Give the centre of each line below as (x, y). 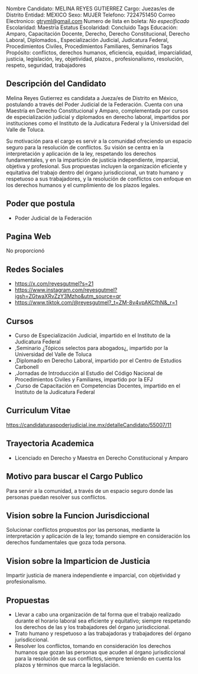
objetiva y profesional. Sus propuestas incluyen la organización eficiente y (97, 166)
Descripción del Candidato (56, 84)
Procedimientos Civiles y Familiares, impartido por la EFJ (84, 380)
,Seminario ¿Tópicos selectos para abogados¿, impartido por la (91, 348)
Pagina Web (29, 237)
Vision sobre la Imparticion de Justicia (78, 561)
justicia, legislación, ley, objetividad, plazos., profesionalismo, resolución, (95, 59)
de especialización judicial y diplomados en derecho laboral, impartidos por (98, 117)
